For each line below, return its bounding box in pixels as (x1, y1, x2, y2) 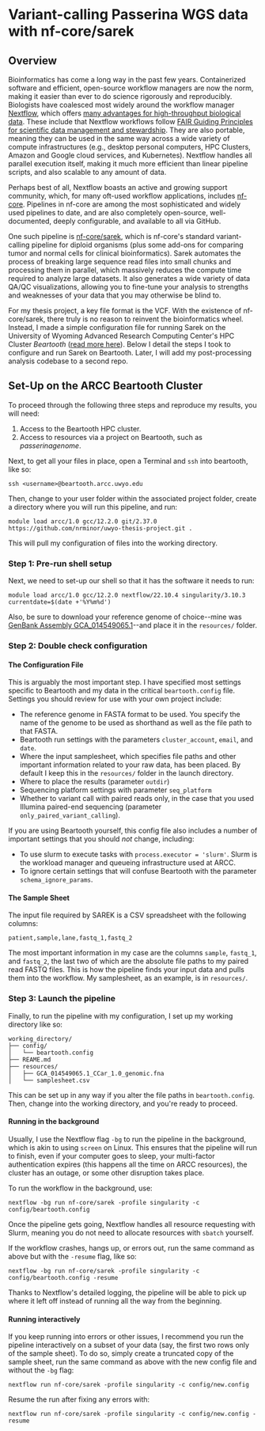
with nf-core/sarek (8, 22, 134, 40)
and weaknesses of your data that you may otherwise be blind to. (8, 290, 221, 300)
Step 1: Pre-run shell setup (8, 558, 112, 569)
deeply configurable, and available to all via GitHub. (53, 216, 221, 226)
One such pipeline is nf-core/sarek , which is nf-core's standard (8, 232, 215, 241)
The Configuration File (8, 659, 84, 670)
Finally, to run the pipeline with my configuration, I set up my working (8, 1011, 233, 1020)
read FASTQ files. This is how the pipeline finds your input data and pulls (8, 965, 245, 974)
